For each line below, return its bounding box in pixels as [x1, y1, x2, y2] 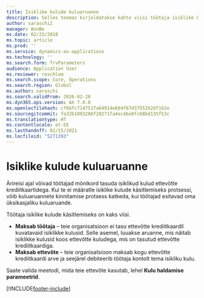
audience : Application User [6, 65, 78, 72]
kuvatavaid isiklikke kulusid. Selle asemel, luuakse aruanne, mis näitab [15, 229, 191, 236]
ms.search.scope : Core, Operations [6, 77, 97, 83]
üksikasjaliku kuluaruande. [6, 199, 73, 206]
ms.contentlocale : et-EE [6, 122, 69, 128]
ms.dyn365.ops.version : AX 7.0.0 [6, 99, 91, 105]
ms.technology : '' [6, 54, 53, 60]
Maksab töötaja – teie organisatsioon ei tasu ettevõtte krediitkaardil [15, 223, 184, 230]
